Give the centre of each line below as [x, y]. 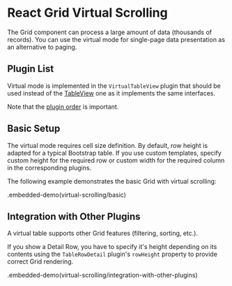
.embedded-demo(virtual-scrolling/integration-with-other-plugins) [102, 275]
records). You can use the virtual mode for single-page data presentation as [116, 39]
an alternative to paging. [42, 47]
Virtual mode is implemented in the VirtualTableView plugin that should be [114, 86]
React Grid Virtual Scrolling [88, 13]
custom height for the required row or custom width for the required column [116, 160]
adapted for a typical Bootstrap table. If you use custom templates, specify [114, 153]
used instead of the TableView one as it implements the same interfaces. [111, 93]
